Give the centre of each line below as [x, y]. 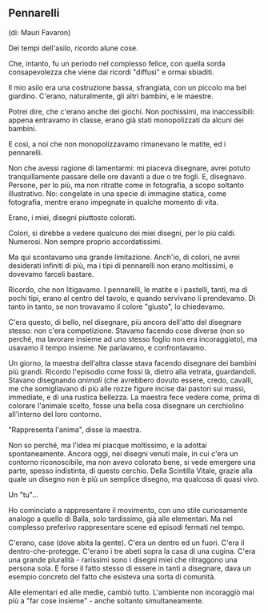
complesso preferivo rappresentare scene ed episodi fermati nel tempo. [127, 527]
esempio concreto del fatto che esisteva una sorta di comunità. [112, 576]
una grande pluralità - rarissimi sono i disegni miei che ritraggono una [123, 559]
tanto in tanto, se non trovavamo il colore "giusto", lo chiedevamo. [117, 306]
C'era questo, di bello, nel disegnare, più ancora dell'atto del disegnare [125, 322]
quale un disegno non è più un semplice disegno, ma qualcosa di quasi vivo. [134, 479]
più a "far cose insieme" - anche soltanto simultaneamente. [106, 600]
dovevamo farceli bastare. [51, 274]
